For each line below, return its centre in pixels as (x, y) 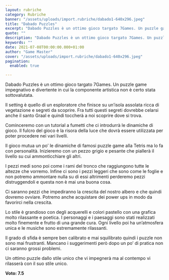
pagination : (18, 61)
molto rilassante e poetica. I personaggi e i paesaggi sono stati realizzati (80, 218)
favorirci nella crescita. (29, 202)
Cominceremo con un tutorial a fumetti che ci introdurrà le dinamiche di (79, 125)
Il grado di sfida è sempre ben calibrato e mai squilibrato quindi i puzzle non (84, 238)
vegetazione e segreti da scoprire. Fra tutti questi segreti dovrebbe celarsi (82, 110)
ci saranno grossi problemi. (33, 248)
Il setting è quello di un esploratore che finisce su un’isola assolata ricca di (82, 105)
